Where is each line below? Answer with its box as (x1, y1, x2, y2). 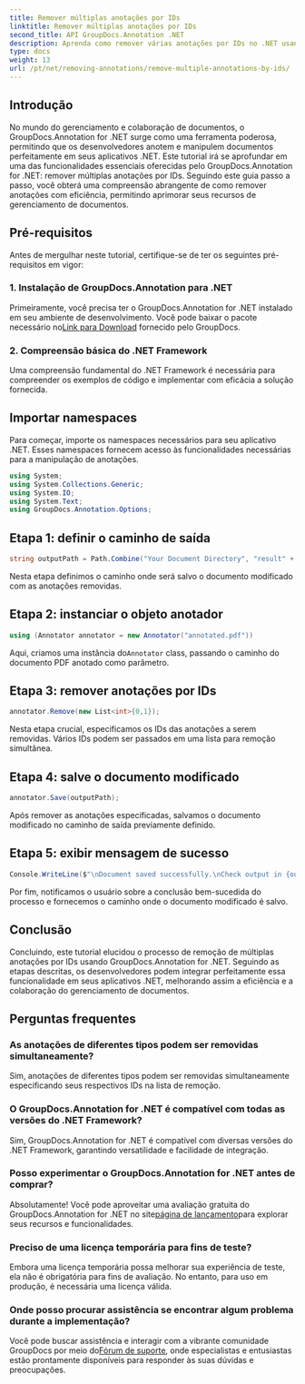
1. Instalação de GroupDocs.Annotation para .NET (9, 282, 233, 294)
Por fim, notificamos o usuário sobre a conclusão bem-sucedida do (9, 886, 261, 897)
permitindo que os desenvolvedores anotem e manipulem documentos (9, 141, 274, 152)
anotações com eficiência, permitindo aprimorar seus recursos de (9, 189, 257, 200)
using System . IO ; (9, 488, 75, 498)
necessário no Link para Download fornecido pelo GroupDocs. (9, 321, 241, 332)
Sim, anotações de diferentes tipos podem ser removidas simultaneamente (9, 1071, 290, 1082)
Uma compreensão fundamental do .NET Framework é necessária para (9, 365, 276, 376)
